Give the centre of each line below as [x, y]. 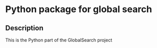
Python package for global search [79, 9]
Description [24, 28]
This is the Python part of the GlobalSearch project [59, 40]
